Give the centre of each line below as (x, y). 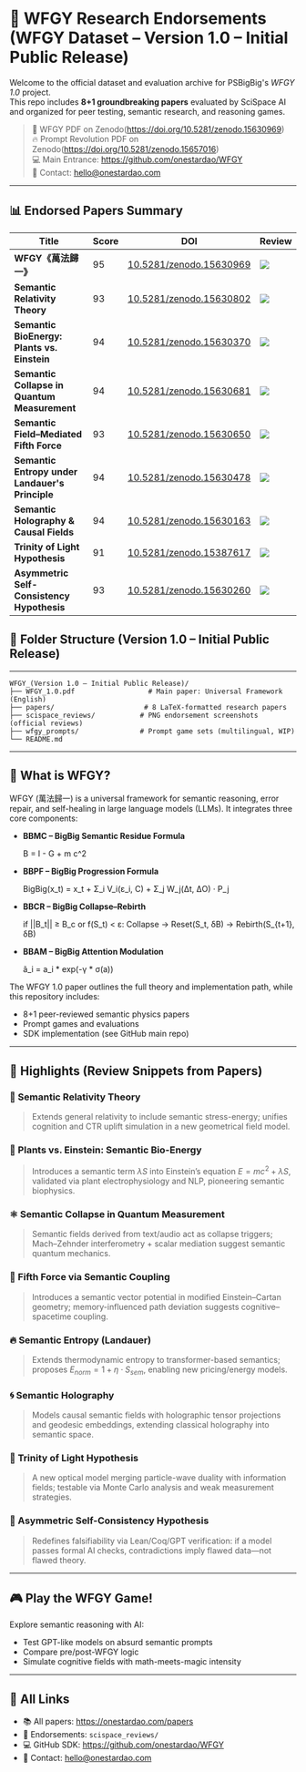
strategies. (52, 1497)
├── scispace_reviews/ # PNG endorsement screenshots (134, 715)
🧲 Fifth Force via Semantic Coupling (90, 1277)
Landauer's (39, 483)
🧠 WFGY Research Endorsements (138, 19)
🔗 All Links (40, 1699)
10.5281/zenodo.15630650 (189, 434)
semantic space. (62, 1434)
